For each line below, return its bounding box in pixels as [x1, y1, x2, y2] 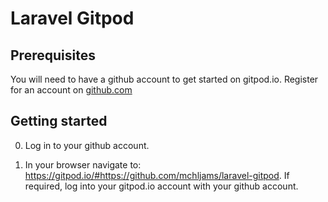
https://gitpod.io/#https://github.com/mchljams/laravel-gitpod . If [24, 169, 290, 181]
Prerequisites [10, 47, 96, 64]
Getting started [10, 113, 108, 130]
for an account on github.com [10, 84, 133, 96]
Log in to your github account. [24, 139, 150, 151]
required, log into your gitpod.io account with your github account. [24, 180, 299, 192]
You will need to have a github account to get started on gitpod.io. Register [10, 73, 319, 85]
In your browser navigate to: [24, 158, 142, 171]
